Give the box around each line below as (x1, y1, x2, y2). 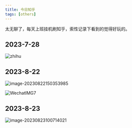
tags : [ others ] (5, 12, 36, 17)
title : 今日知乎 (5, 7, 35, 12)
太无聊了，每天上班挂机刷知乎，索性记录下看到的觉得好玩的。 (5, 26, 130, 32)
